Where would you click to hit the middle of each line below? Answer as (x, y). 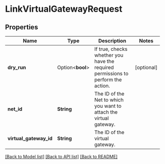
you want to (108, 106)
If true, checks (111, 49)
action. (102, 86)
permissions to (111, 73)
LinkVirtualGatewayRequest (64, 9)
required (104, 67)
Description (112, 41)
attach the (106, 112)
